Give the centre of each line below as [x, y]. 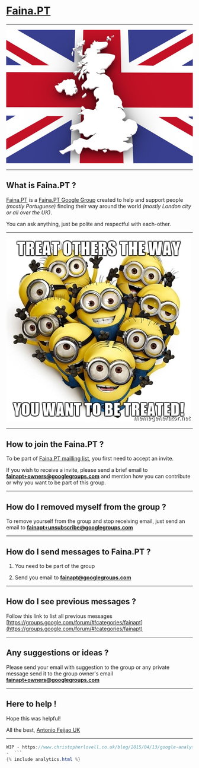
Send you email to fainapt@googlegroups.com [73, 577]
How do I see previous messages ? [71, 602]
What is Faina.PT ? [41, 185]
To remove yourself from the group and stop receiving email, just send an [96, 521]
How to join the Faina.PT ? [55, 444]
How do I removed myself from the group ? [86, 507]
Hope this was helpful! [33, 718]
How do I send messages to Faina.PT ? [78, 552]
